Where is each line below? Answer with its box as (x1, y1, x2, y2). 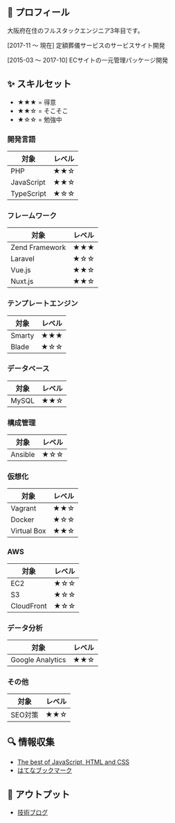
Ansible (10, 450, 35, 460)
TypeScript (10, 188, 46, 198)
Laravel (10, 254, 35, 264)
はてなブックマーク (17, 766, 73, 774)
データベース (7, 364, 50, 374)
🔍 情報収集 (7, 735, 55, 748)
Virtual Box (10, 526, 46, 536)
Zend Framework (10, 242, 66, 252)
